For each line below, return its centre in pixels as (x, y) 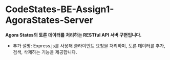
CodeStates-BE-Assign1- (60, 9)
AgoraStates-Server (49, 20)
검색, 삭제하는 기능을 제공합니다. (45, 52)
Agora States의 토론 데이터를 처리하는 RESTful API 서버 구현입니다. (73, 35)
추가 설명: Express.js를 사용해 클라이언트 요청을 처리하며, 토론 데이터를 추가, (89, 46)
